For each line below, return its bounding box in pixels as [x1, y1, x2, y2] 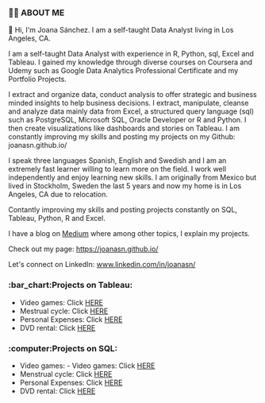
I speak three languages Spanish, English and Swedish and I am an [8, 156, 227, 165]
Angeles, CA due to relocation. [8, 190, 109, 200]
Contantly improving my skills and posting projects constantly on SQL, [8, 205, 238, 215]
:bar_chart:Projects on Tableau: [8, 280, 133, 291]
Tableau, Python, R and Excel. [8, 214, 106, 223]
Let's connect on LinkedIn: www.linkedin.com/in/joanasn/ [8, 260, 196, 269]
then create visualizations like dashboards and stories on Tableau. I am [8, 123, 240, 134]
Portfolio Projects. [8, 75, 67, 84]
